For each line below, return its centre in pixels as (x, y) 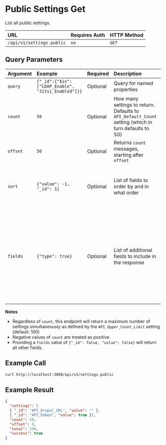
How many (126, 98)
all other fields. (27, 348)
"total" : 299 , (24, 429)
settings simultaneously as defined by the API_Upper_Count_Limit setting (86, 326)
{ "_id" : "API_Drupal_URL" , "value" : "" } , (55, 410)
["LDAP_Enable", (56, 86)
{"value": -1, (53, 184)
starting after (128, 155)
